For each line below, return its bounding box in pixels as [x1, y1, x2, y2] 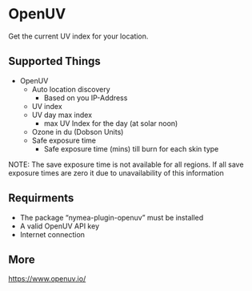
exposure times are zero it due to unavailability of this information [8, 168, 224, 177]
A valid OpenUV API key [19, 221, 100, 231]
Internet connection [19, 229, 86, 239]
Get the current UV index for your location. [8, 31, 149, 41]
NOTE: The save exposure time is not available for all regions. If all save [8, 160, 244, 169]
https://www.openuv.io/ [8, 274, 86, 284]
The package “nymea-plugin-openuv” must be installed [19, 212, 204, 222]
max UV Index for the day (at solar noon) [43, 118, 178, 128]
